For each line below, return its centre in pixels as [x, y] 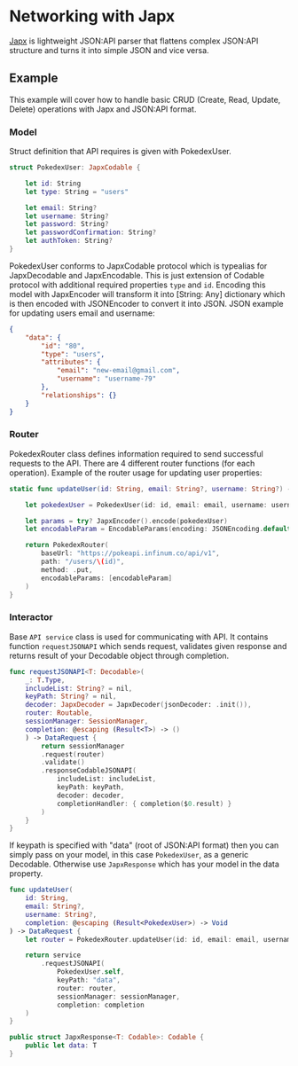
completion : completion [100, 1005]
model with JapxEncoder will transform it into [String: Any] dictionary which [147, 294]
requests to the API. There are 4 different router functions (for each [132, 463]
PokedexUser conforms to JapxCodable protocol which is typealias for [138, 266]
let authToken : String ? [69, 241]
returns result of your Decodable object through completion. [119, 655]
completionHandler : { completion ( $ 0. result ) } [144, 803]
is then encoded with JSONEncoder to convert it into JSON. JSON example [146, 303]
